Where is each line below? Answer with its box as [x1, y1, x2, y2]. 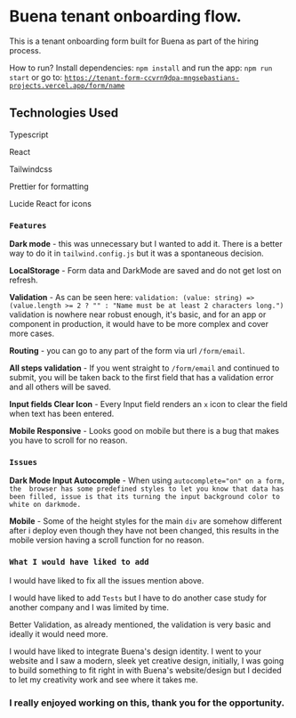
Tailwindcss [9, 163, 53, 175]
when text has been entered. [9, 408, 115, 420]
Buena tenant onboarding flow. [9, 6, 242, 27]
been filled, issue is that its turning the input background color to [9, 493, 280, 502]
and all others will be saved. [9, 381, 111, 393]
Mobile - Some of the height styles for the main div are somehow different [9, 516, 283, 526]
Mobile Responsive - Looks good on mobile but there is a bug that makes [9, 426, 280, 437]
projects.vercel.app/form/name [9, 81, 125, 90]
